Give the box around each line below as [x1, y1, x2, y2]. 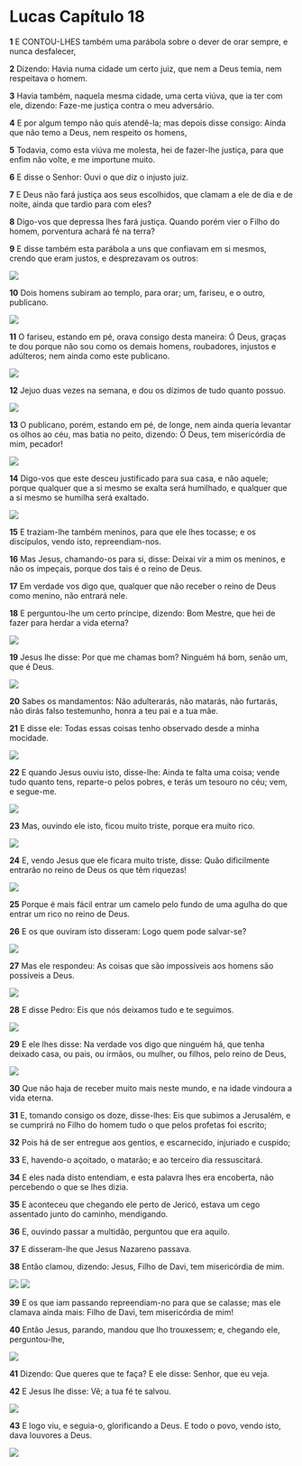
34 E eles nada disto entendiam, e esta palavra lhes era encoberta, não [9, 1172, 274, 1183]
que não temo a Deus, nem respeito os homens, [9, 126, 188, 137]
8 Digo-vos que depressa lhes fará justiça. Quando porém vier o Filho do [9, 216, 280, 227]
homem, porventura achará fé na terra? [9, 226, 156, 237]
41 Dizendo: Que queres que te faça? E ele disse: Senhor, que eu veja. [9, 1368, 270, 1378]
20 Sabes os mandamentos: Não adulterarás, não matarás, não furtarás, [9, 695, 278, 706]
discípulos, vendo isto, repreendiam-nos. [9, 535, 162, 547]
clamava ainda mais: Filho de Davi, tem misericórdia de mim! [9, 1306, 234, 1317]
